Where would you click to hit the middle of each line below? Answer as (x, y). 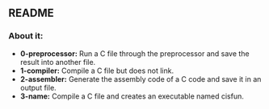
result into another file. (58, 62)
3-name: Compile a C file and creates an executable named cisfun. (132, 96)
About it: (26, 36)
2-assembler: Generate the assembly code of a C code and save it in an (141, 79)
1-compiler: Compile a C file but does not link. (97, 71)
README (31, 13)
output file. (38, 87)
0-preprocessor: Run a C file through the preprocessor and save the (134, 53)
